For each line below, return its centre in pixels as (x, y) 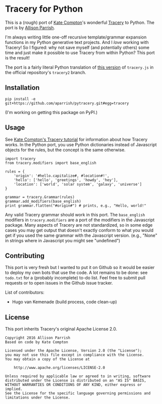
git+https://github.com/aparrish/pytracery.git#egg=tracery (67, 103)
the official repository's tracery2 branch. (46, 72)
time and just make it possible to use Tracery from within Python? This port (80, 53)
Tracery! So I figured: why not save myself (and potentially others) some (77, 47)
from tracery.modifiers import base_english (51, 163)
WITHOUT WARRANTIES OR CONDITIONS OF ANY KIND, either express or (73, 385)
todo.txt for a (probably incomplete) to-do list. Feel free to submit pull (75, 278)
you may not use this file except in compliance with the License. (75, 355)
